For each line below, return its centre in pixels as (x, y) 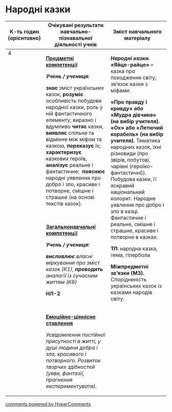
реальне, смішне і (133, 224)
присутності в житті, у (73, 341)
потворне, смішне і (70, 190)
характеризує (64, 152)
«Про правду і (129, 102)
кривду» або (127, 108)
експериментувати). (71, 386)
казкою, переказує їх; (73, 146)
